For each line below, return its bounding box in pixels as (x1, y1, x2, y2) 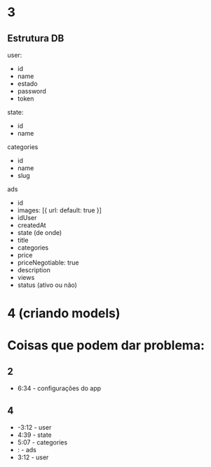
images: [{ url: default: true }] (17, 206, 102, 215)
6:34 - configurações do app (17, 384, 102, 392)
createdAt (17, 221, 47, 229)
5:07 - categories (17, 438, 68, 447)
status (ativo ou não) (17, 281, 77, 289)
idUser (17, 214, 37, 222)
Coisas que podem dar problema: (7, 338, 205, 354)
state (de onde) (17, 229, 62, 236)
